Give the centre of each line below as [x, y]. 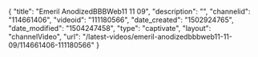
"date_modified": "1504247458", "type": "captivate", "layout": [110, 28]
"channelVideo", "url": [45, 36]
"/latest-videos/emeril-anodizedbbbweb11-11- [157, 36]
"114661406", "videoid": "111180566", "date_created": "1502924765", [121, 20]
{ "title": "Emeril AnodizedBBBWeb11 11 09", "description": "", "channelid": [129, 11]
